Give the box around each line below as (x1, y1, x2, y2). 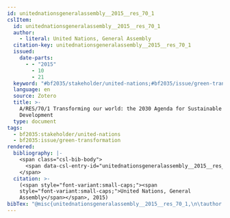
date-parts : (19, 55, 53, 62)
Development (19, 111, 53, 118)
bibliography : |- (13, 150, 63, 157)
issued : (13, 49, 36, 55)
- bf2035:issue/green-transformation (13, 137, 121, 144)
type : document (13, 118, 57, 125)
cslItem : (7, 16, 32, 23)
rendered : (7, 144, 36, 150)
